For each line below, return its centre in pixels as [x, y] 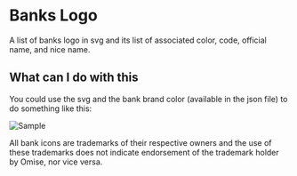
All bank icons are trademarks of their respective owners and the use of [140, 142]
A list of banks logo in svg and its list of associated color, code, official [138, 40]
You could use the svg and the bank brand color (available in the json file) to [148, 99]
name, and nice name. [50, 49]
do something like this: [51, 108]
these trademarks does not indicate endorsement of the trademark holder [144, 152]
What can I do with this [74, 78]
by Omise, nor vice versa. [56, 162]
